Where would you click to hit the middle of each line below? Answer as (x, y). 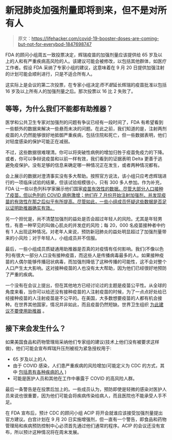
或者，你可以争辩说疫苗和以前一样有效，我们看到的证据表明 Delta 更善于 (82, 159)
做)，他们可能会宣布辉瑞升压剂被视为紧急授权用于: (58, 348)
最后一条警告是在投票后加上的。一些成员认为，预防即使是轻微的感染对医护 (84, 389)
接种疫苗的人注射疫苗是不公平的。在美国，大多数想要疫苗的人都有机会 (83, 298)
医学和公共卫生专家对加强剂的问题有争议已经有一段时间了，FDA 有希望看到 (84, 122)
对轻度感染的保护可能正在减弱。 (39, 141)
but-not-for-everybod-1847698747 (55, 44)
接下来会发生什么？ (36, 329)
